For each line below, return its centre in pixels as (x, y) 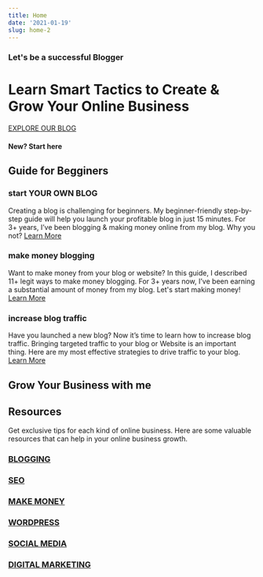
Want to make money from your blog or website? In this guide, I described (128, 272)
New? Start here (35, 146)
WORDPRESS (34, 522)
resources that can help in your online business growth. (98, 439)
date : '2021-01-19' (40, 23)
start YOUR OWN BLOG (53, 193)
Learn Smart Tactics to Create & (114, 90)
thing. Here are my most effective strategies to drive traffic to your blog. (124, 352)
